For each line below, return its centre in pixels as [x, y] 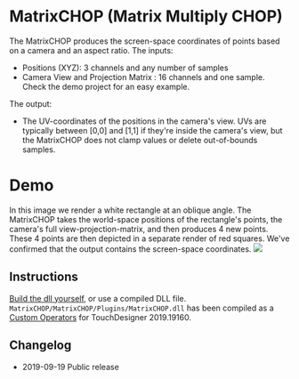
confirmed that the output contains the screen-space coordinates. [130, 249]
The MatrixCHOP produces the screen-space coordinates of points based [145, 41]
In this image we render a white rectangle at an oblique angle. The [130, 210]
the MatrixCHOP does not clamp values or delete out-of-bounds [140, 140]
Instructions [44, 277]
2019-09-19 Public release [71, 367]
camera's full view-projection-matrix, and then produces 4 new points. [139, 229]
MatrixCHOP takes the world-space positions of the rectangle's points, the [146, 219]
